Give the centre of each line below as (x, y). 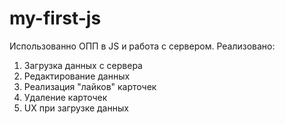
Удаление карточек (65, 97)
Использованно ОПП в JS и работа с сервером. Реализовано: (142, 46)
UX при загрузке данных (76, 108)
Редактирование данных (77, 76)
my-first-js (55, 18)
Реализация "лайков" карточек (90, 86)
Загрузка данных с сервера (83, 65)
